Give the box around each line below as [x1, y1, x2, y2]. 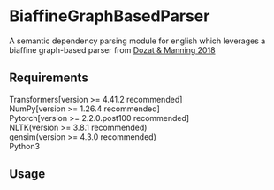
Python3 [9, 141, 41, 151]
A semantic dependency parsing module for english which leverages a [9, 35, 266, 46]
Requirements [9, 71, 88, 86]
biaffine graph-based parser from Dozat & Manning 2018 [9, 44, 216, 55]
